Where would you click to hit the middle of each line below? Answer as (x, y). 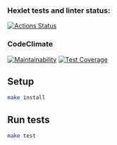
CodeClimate (30, 44)
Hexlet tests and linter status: (59, 11)
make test (22, 136)
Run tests (29, 119)
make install (26, 98)
